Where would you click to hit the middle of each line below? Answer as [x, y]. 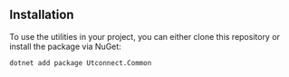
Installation [42, 15]
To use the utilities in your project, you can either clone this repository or [145, 36]
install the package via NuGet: [66, 46]
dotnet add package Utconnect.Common [81, 63]
